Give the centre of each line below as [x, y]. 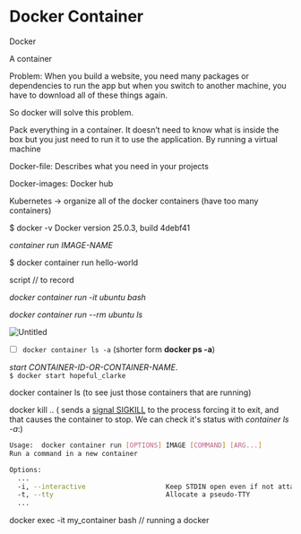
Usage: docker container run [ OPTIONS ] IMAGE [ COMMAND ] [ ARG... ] [136, 445]
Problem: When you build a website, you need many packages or [129, 76]
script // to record [42, 280]
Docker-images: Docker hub [61, 183]
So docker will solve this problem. [72, 112]
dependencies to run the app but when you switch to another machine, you [148, 85]
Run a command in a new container [74, 453]
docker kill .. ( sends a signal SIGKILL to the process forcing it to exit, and [144, 410]
